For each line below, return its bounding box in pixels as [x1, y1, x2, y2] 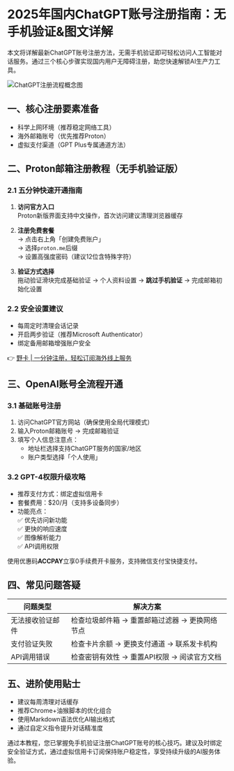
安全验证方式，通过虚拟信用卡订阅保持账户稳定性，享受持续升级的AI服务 [7, 747, 214, 756]
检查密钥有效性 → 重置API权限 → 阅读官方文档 [70, 651, 221, 661]
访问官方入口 [17, 203, 54, 211]
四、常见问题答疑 [7, 579, 81, 591]
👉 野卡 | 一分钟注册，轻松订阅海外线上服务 [7, 354, 132, 362]
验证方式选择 [17, 267, 54, 276]
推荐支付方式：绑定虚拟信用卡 [17, 489, 103, 498]
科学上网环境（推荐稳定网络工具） [17, 123, 116, 131]
